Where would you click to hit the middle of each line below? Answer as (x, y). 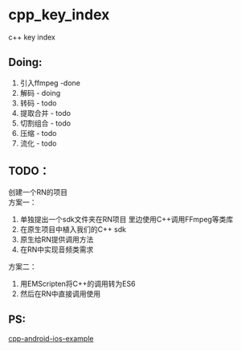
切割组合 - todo (45, 123)
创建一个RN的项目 (38, 192)
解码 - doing (40, 93)
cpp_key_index (59, 15)
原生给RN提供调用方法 (57, 239)
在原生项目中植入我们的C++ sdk (73, 229)
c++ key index (32, 37)
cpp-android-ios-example (51, 339)
